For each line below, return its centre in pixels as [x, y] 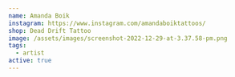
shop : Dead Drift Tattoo [50, 30]
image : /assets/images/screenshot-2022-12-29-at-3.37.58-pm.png [118, 38]
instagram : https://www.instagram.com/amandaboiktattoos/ [107, 23]
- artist [30, 53]
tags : [17, 46]
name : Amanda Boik [39, 16]
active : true [30, 61]
